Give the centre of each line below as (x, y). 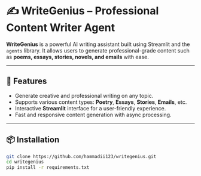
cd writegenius (25, 162)
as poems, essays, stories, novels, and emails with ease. (78, 57)
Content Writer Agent (61, 28)
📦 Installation (33, 140)
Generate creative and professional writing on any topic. (84, 95)
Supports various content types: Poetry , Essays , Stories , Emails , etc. (101, 102)
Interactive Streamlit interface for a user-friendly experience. (90, 108)
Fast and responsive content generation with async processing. (93, 115)
